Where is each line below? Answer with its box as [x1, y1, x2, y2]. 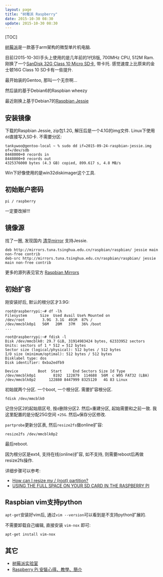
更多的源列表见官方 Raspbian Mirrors [5, 269, 80, 275]
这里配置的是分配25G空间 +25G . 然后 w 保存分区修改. [5, 411, 106, 417]
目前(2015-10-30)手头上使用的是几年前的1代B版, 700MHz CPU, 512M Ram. [5, 55, 155, 61]
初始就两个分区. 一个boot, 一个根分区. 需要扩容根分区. [5, 386, 113, 392]
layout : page [5, 7, 32, 12]
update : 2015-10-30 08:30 [5, 21, 58, 26]
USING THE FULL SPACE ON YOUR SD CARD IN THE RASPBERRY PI [12, 483, 150, 488]
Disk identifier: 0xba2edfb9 [5, 360, 64, 365]
